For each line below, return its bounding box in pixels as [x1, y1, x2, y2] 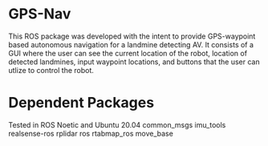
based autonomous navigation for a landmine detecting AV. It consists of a [8, 39, 254, 49]
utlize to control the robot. [8, 65, 95, 75]
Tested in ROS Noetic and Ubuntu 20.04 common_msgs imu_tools [8, 120, 226, 129]
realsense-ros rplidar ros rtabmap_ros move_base [8, 128, 174, 138]
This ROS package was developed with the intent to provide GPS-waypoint [8, 31, 256, 41]
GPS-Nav [8, 5, 71, 23]
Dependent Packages [8, 94, 155, 112]
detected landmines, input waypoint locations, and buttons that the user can [8, 57, 260, 67]
